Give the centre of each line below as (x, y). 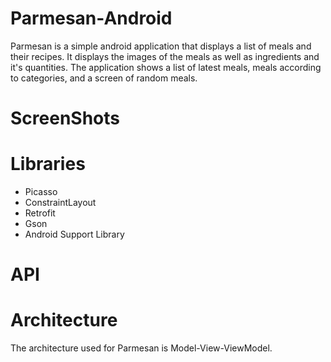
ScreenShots (65, 118)
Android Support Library (74, 234)
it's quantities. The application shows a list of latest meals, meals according (166, 67)
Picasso (41, 192)
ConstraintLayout (60, 203)
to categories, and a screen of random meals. (104, 78)
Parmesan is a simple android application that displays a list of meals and (161, 46)
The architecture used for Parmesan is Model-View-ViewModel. (141, 348)
